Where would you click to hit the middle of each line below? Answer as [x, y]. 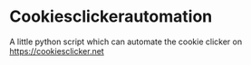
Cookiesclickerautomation [111, 17]
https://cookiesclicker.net [57, 51]
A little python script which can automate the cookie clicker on [126, 42]
